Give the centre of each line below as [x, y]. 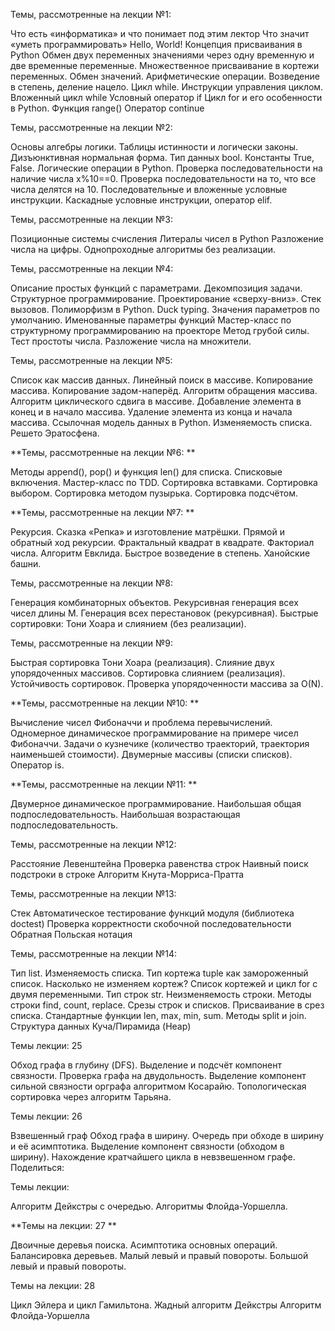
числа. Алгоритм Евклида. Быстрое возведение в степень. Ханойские [160, 553]
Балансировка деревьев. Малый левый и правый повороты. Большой [159, 1255]
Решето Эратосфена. [55, 433]
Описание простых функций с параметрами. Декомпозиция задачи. [156, 288]
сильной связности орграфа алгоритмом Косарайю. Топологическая [158, 1086]
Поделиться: [37, 1167]
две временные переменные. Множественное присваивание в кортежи [165, 65]
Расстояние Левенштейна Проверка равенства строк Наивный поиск [159, 863]
